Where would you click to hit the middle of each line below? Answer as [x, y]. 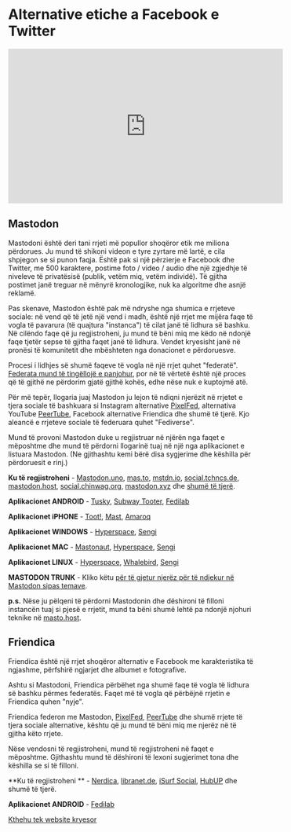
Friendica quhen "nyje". [46, 702]
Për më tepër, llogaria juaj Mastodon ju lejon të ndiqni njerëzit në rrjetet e [125, 397]
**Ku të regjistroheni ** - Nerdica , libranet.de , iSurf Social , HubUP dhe [123, 780]
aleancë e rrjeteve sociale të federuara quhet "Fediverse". [101, 422]
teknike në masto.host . [45, 618]
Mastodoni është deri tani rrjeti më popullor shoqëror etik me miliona [119, 243]
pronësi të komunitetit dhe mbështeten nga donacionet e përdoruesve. [122, 350]
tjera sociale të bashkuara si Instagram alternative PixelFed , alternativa [122, 405]
